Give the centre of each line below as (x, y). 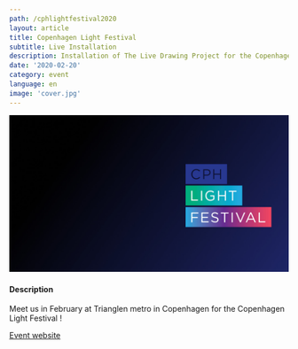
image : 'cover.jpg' (45, 93)
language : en (33, 84)
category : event (39, 75)
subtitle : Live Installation (63, 47)
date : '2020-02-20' (45, 66)
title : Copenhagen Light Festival (73, 37)
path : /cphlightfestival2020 (63, 19)
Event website (35, 336)
